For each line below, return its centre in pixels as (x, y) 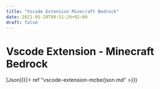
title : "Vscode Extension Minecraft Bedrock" (62, 11)
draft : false (22, 22)
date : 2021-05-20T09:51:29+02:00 (47, 17)
